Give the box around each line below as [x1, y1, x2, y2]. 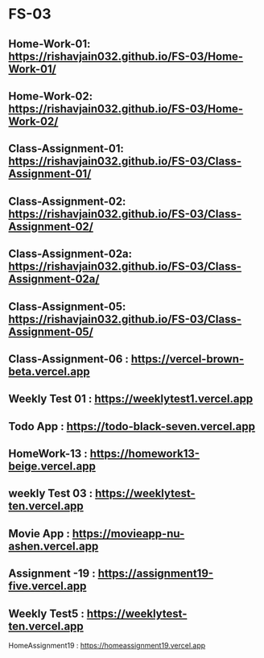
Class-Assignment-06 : [8, 352, 129, 366]
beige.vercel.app [8, 460, 97, 474]
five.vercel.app [8, 579, 87, 593]
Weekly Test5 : [8, 606, 85, 620]
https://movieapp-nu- [72, 527, 185, 540]
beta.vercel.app [8, 364, 90, 379]
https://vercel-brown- [130, 352, 245, 366]
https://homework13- [89, 447, 200, 461]
